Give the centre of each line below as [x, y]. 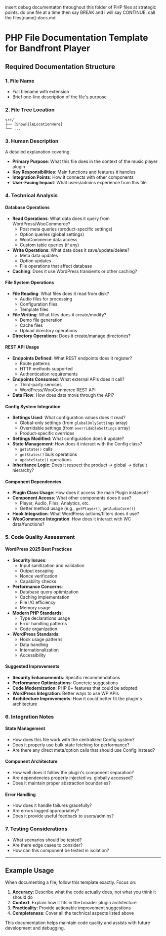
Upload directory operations [48, 330]
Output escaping [37, 571]
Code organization [39, 629]
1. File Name [20, 80]
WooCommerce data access [48, 239]
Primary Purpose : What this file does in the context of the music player [85, 161]
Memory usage [35, 607]
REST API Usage [22, 347]
